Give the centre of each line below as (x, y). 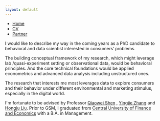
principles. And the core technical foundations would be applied (69, 68)
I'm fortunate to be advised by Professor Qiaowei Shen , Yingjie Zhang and (80, 102)
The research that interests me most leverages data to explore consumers (80, 83)
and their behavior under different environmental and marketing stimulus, (79, 88)
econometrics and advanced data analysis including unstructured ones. (77, 73)
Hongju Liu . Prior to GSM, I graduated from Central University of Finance (78, 108)
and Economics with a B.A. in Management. (49, 113)
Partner (20, 34)
